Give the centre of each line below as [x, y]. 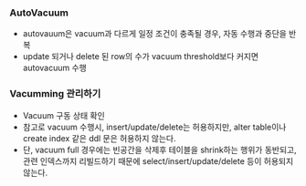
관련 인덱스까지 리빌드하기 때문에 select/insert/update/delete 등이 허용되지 [158, 160]
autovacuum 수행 [54, 68]
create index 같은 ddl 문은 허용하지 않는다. [99, 138]
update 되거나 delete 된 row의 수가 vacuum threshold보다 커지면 [140, 57]
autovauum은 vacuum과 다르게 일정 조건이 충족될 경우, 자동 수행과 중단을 [155, 34]
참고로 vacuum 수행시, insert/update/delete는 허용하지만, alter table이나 [154, 127]
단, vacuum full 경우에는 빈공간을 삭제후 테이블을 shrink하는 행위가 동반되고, [159, 150]
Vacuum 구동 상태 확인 [63, 115]
